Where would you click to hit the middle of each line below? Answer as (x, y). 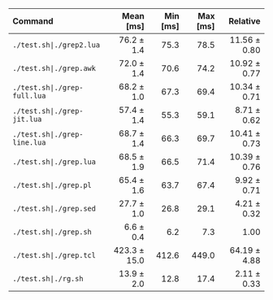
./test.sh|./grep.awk (54, 68)
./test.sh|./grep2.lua (56, 45)
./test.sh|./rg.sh (48, 278)
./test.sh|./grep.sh (52, 232)
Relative (245, 21)
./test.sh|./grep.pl (52, 185)
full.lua (29, 96)
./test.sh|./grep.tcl (54, 255)
